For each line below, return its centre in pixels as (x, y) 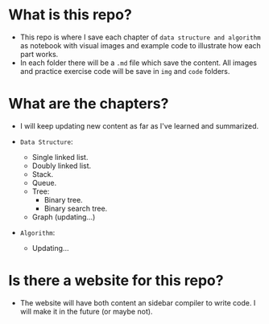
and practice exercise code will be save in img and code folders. (125, 71)
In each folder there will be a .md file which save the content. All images (139, 63)
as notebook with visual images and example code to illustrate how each (141, 45)
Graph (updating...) (64, 217)
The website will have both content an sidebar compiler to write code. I (138, 302)
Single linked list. (60, 157)
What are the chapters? (89, 104)
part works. (39, 54)
